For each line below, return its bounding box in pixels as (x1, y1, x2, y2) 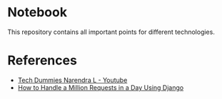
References (7, 52, 77, 69)
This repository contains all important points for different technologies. (7, 28, 216, 36)
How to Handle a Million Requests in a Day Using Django (17, 83, 184, 92)
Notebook (7, 4, 68, 21)
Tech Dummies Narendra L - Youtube (17, 76, 128, 84)
